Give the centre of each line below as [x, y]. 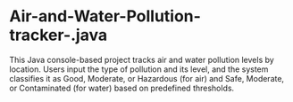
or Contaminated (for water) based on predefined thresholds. [122, 88]
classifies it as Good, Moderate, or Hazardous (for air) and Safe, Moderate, [146, 78]
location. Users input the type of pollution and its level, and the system [139, 69]
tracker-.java [59, 35]
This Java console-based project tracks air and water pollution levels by [142, 59]
